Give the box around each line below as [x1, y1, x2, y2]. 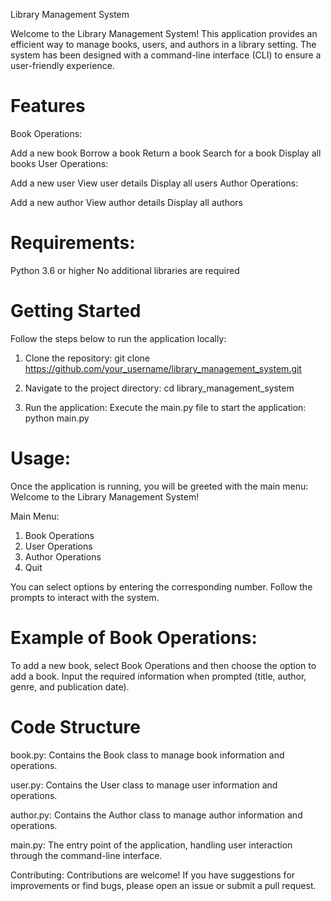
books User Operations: [10, 157, 109, 169]
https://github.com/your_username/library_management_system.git [24, 362, 302, 374]
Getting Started [10, 300, 142, 323]
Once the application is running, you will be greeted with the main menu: [10, 480, 309, 492]
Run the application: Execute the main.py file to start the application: [24, 401, 307, 413]
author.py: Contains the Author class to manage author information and [10, 809, 303, 821]
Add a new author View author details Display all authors [10, 196, 243, 208]
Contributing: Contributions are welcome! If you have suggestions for [10, 869, 296, 881]
